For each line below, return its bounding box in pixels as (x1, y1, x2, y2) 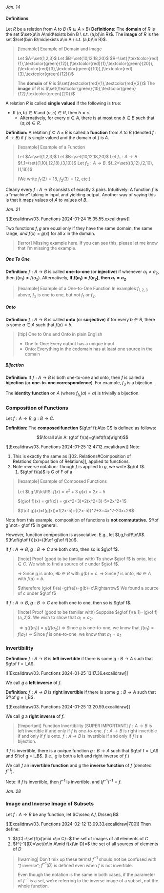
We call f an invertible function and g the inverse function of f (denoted (5, 763, 152, 768)
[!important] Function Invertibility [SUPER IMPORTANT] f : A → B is (17, 723, 152, 729)
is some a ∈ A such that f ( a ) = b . (5, 322, 73, 328)
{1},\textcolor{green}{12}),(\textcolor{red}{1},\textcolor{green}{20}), (17, 61, 154, 66)
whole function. (17, 883, 49, 889)
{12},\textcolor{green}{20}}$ (17, 91, 75, 97)
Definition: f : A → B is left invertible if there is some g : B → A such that (5, 656, 153, 662)
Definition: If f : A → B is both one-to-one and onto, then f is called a (5, 374, 144, 380)
